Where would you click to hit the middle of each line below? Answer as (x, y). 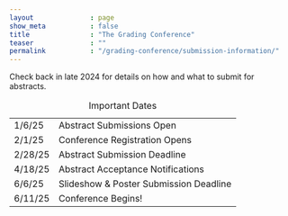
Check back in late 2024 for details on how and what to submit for (132, 76)
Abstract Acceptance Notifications (131, 169)
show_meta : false (64, 26)
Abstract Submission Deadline (122, 155)
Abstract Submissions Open (117, 125)
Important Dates (123, 106)
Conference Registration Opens (125, 140)
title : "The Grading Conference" (102, 34)
